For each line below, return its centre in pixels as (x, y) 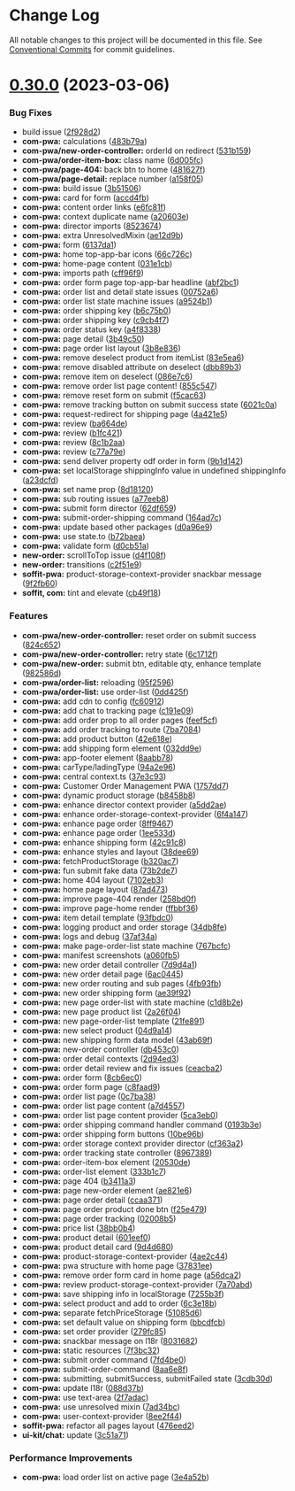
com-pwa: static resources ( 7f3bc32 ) (91, 1350)
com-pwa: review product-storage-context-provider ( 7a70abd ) (137, 1284)
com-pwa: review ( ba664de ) (75, 424)
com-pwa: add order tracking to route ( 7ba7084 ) (111, 729)
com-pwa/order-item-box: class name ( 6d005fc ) (113, 160)
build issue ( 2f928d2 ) (61, 132)
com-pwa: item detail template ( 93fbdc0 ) (98, 917)
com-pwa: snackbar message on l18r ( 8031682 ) (110, 1340)
